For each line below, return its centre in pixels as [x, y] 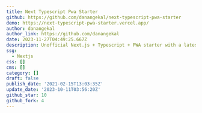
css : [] [16, 62]
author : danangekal [31, 28]
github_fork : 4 [25, 100]
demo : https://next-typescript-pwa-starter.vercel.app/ [78, 23]
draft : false [23, 78]
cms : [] [16, 67]
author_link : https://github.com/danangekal [63, 34]
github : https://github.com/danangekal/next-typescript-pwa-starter [94, 17]
